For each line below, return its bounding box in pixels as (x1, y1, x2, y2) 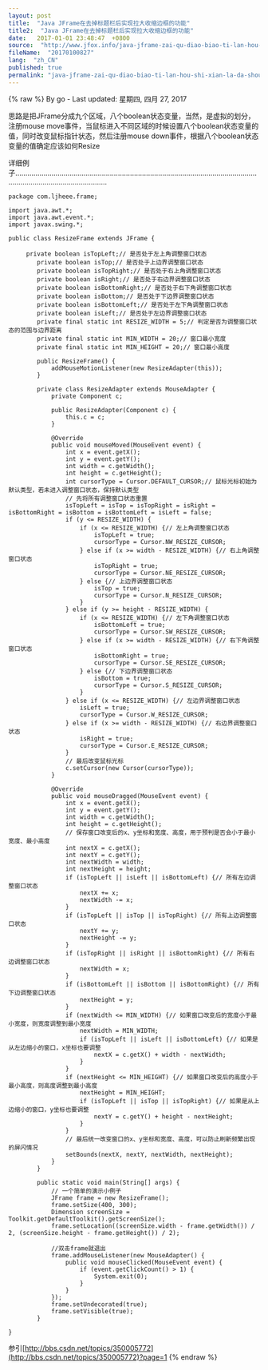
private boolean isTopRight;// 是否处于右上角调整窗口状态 (37, 267, 222, 275)
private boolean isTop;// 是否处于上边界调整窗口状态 (37, 258, 203, 266)
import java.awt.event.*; (8, 213, 94, 221)
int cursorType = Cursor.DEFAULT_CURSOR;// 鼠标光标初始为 (65, 477, 258, 486)
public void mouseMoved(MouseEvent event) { (50, 441, 202, 449)
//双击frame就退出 (50, 1244, 106, 1253)
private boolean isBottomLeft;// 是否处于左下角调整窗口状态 (37, 300, 229, 308)
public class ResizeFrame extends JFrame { (8, 234, 156, 242)
